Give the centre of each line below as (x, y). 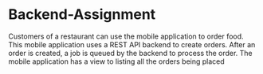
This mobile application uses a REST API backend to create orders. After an (132, 44)
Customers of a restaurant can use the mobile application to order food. (126, 36)
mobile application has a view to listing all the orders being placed (116, 61)
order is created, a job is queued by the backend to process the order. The (130, 53)
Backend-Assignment (82, 15)
